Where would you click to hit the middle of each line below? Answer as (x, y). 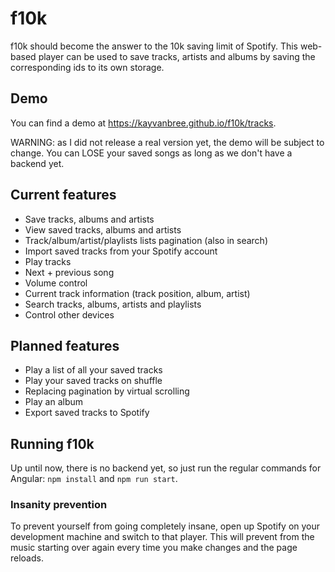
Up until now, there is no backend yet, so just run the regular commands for (166, 468)
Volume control (56, 283)
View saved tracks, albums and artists (103, 229)
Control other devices (69, 314)
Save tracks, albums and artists (89, 219)
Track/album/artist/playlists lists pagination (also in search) (146, 240)
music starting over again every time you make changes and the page (154, 548)
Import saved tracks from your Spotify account (121, 251)
